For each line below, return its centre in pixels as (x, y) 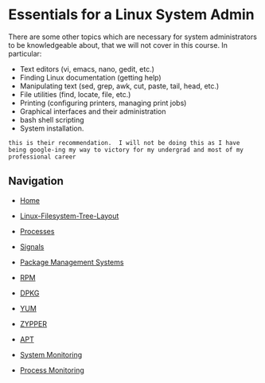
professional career (43, 157)
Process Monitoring (52, 370)
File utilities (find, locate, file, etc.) (75, 94)
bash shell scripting (52, 119)
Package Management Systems (72, 262)
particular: (25, 53)
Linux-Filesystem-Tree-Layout (69, 216)
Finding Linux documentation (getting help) (90, 77)
